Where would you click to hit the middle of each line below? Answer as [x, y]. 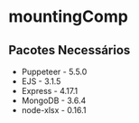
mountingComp [68, 17]
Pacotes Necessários [69, 50]
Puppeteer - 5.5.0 [54, 71]
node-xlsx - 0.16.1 [54, 110]
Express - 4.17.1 [50, 91]
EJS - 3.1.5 [41, 81]
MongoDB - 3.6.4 [54, 100]
